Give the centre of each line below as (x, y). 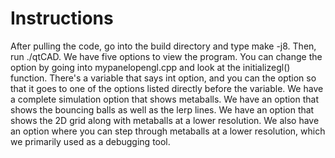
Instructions (62, 18)
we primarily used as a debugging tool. (90, 141)
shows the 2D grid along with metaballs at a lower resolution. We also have (165, 120)
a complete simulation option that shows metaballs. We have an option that (165, 99)
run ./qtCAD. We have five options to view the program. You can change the (166, 56)
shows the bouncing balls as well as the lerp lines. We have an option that (162, 109)
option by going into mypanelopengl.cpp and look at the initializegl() (150, 67)
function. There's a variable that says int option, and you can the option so (163, 78)
